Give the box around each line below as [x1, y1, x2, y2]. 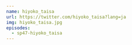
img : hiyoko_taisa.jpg [6, 19, 62, 25]
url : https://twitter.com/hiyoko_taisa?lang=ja [6, 14, 127, 20]
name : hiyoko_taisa [6, 8, 55, 15]
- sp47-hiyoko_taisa [11, 30, 62, 36]
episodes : [6, 25, 31, 31]
